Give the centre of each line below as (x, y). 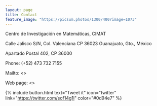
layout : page (19, 10)
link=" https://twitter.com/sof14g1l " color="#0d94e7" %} (64, 98)
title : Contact (21, 15)
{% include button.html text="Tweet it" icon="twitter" (61, 93)
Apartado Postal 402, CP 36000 (39, 53)
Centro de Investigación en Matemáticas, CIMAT (56, 34)
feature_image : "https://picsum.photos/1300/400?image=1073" (71, 19)
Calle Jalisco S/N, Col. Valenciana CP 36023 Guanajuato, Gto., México (78, 44)
